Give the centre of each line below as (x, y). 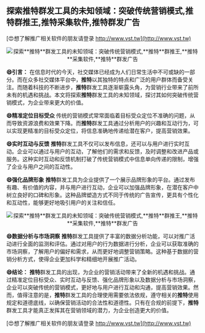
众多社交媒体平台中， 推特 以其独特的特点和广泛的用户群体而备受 (107, 79)
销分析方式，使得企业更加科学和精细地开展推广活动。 (73, 259)
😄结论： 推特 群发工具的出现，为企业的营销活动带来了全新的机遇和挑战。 (98, 272)
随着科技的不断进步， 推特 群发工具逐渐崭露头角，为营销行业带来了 (105, 87)
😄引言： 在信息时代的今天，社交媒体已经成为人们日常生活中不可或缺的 (95, 71)
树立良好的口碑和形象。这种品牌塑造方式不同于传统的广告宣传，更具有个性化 (103, 195)
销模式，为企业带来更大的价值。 (46, 102)
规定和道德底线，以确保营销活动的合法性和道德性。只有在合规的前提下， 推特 (103, 302)
